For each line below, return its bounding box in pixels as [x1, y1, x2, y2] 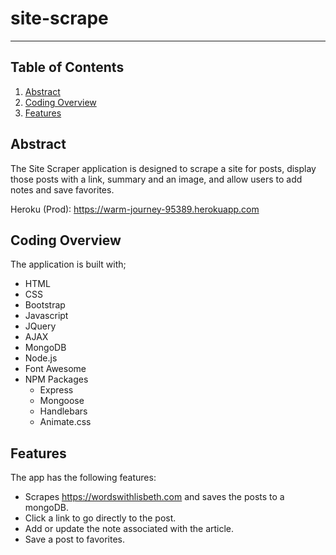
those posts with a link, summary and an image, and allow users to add [10, 173, 303, 185]
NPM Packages [24, 373, 89, 386]
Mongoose [39, 395, 85, 407]
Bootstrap [24, 299, 66, 311]
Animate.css [39, 416, 92, 428]
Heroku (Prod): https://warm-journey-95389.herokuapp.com [10, 203, 260, 215]
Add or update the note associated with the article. [24, 523, 235, 535]
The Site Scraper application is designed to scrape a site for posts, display [10, 162, 317, 174]
